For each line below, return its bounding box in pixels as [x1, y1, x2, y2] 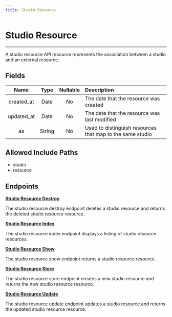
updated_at [8, 113, 35, 120]
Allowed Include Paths [5, 148, 78, 157]
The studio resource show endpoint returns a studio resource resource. [5, 256, 156, 262]
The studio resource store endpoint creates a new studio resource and [5, 276, 155, 281]
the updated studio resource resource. [5, 306, 87, 312]
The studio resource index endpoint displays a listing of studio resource [5, 231, 157, 236]
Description [84, 86, 114, 93]
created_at [8, 98, 34, 105]
